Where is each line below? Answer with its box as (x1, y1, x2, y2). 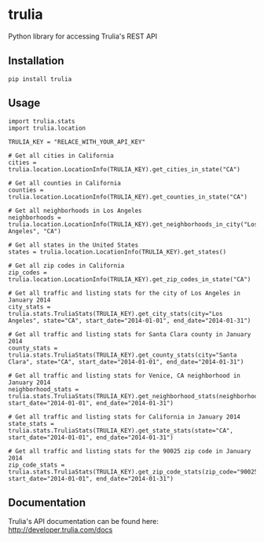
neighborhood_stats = (8, 385, 79, 394)
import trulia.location (8, 124, 86, 132)
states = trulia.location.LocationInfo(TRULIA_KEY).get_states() (8, 247, 226, 256)
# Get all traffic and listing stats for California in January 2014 (8, 412, 241, 421)
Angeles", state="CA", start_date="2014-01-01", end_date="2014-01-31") (8, 317, 251, 324)
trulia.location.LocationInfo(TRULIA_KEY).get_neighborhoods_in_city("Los (8, 220, 258, 229)
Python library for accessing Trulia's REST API (8, 31, 158, 41)
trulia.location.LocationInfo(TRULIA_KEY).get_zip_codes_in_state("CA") (8, 275, 251, 284)
